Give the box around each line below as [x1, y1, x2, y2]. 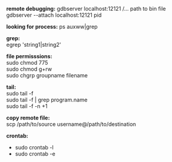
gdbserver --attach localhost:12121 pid [6, 11, 102, 19]
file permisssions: [6, 53, 53, 59]
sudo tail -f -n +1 [6, 103, 48, 110]
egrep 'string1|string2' [6, 41, 62, 48]
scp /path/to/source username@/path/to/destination [6, 121, 136, 128]
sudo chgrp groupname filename [6, 72, 88, 79]
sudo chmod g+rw [6, 65, 53, 73]
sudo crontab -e [14, 150, 56, 157]
